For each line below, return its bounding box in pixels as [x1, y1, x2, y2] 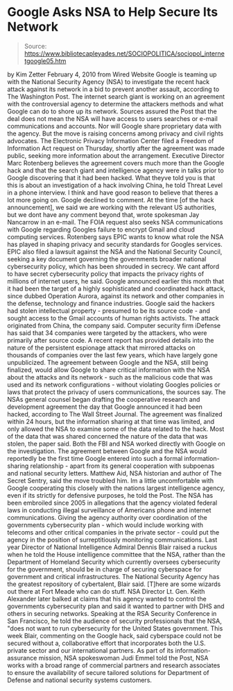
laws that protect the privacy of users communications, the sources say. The [7, 387, 227, 396]
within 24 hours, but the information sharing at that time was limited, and [7, 417, 215, 425]
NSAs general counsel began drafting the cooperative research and [7, 395, 200, 403]
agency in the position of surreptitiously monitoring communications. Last [7, 535, 218, 544]
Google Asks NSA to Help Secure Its [7, 4, 218, 20]
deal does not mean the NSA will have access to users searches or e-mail [7, 114, 218, 122]
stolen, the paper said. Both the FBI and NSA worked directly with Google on [7, 439, 225, 448]
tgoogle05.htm [24, 56, 67, 65]
